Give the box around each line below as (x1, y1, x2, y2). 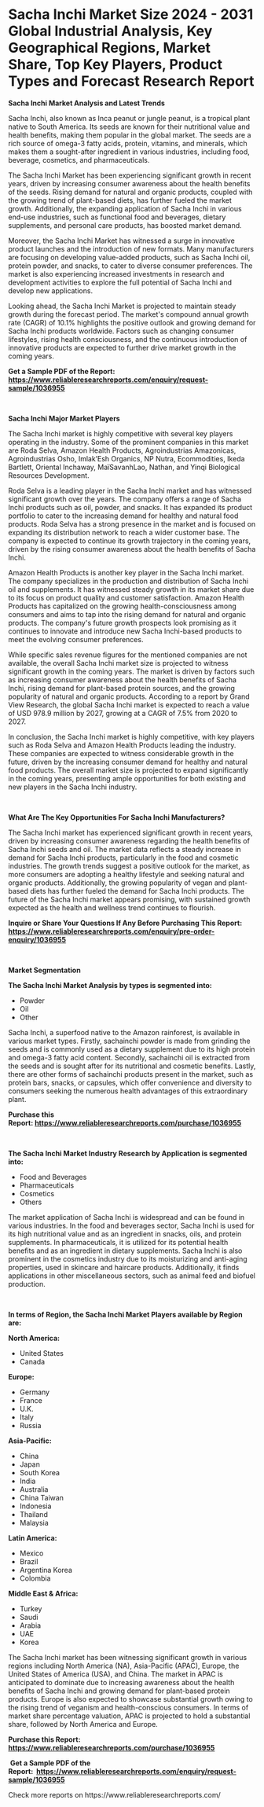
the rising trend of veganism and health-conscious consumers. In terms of (8, 1702, 249, 1712)
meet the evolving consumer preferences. (8, 634, 144, 644)
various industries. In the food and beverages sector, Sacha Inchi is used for (8, 1221, 255, 1230)
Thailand (19, 1509, 49, 1519)
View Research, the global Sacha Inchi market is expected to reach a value (8, 700, 250, 709)
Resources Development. (8, 470, 90, 480)
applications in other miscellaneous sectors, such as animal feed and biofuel (8, 1271, 255, 1280)
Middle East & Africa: (8, 1588, 79, 1598)
